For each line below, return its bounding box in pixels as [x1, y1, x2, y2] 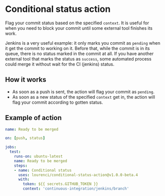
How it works [5, 75, 46, 84]
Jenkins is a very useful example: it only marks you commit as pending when [5, 40, 161, 46]
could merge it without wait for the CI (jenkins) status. [5, 61, 115, 67]
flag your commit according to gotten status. [12, 99, 103, 105]
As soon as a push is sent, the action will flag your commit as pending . [12, 88, 155, 95]
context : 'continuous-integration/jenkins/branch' [23, 186, 129, 192]
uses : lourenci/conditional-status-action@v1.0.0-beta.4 [18, 172, 138, 177]
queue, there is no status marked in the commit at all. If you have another [5, 51, 154, 57]
